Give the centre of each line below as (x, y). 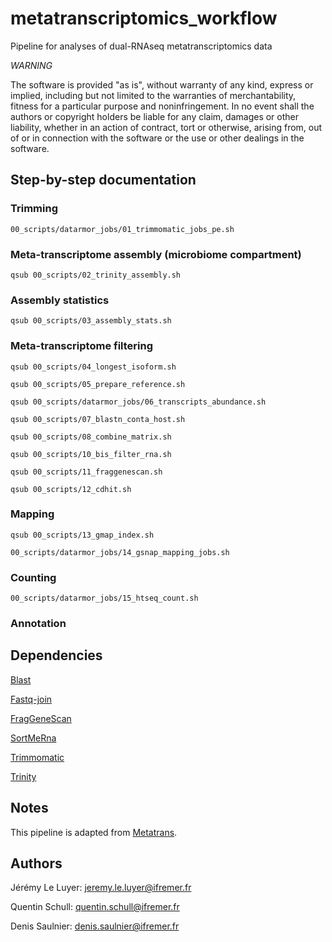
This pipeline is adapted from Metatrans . (94, 832)
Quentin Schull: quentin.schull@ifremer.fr (95, 907)
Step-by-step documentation (103, 180)
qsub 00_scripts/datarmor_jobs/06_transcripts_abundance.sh (138, 402)
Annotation (38, 624)
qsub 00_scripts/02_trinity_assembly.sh (96, 275)
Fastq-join (31, 699)
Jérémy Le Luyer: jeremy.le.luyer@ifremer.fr (101, 888)
